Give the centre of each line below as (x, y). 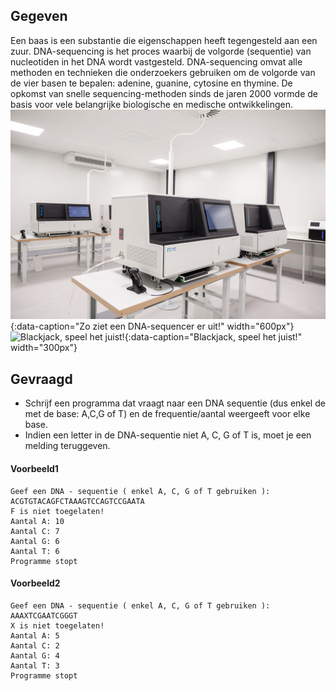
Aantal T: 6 (35, 551)
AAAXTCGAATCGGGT (44, 615)
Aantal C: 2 (35, 645)
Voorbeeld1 (34, 468)
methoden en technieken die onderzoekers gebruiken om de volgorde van (163, 72)
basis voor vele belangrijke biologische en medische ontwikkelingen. (152, 104)
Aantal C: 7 (35, 531)
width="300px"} (44, 348)
